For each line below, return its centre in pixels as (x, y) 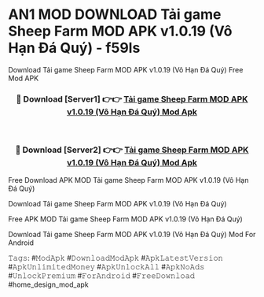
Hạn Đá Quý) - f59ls (74, 48)
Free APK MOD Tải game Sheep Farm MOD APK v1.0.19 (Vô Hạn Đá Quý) (126, 219)
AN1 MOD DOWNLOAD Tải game (115, 15)
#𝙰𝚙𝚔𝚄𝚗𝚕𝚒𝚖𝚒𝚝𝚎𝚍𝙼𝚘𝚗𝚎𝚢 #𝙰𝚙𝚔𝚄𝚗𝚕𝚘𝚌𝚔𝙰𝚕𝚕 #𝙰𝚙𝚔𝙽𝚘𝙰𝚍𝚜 (106, 266)
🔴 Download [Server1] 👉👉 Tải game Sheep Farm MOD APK (132, 98)
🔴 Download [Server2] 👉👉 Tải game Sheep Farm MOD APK (132, 150)
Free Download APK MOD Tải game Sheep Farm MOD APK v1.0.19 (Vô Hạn (128, 180)
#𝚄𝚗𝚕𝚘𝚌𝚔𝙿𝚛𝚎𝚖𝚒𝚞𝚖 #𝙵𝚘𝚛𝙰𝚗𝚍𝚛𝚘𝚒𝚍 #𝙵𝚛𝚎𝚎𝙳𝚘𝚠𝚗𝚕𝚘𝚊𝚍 (101, 275)
